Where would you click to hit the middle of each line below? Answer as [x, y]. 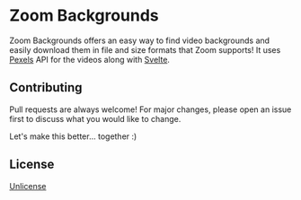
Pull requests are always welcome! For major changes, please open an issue [150, 109]
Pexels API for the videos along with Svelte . [90, 59]
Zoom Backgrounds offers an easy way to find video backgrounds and [140, 40]
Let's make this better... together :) [73, 136]
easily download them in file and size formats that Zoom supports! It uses [145, 49]
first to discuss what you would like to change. [95, 118]
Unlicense [28, 186]
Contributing [46, 87]
